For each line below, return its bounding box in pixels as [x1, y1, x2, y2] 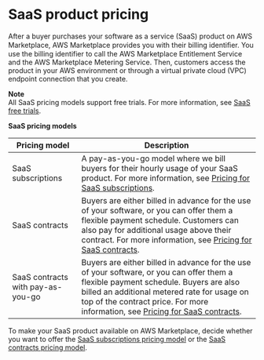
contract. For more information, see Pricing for [81, 234, 252, 245]
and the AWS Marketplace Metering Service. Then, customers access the [8, 57, 246, 67]
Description [144, 140, 189, 151]
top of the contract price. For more [81, 296, 209, 307]
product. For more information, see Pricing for [81, 173, 250, 184]
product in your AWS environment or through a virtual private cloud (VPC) [8, 65, 247, 75]
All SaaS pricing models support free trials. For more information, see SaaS [8, 97, 251, 107]
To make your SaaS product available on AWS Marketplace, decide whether [8, 325, 253, 335]
